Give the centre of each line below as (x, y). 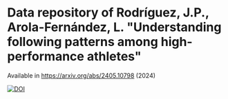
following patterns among (83, 42)
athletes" (114, 57)
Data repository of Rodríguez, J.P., (108, 13)
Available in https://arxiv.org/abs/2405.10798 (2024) (82, 75)
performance (46, 57)
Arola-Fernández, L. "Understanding (114, 27)
